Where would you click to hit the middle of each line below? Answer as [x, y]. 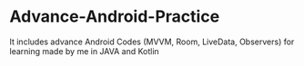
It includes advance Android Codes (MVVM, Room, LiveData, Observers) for [152, 42]
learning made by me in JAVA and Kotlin [84, 51]
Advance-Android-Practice [115, 17]
